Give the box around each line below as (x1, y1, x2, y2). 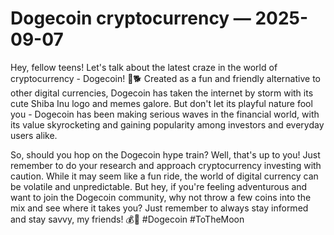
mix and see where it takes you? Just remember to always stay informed (10, 202, 309, 214)
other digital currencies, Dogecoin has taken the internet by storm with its (10, 87, 314, 99)
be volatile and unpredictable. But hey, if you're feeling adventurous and (10, 180, 308, 192)
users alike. (10, 129, 58, 141)
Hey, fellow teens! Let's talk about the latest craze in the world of (10, 61, 278, 73)
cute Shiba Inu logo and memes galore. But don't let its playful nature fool (10, 97, 313, 109)
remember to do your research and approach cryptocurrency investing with (10, 159, 322, 171)
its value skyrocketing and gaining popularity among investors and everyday (10, 118, 325, 131)
